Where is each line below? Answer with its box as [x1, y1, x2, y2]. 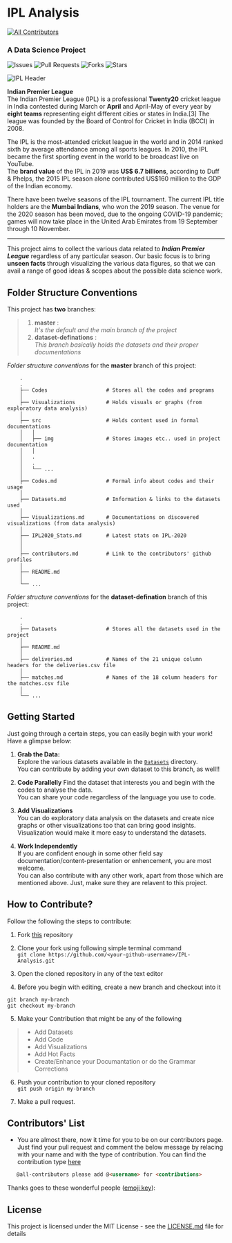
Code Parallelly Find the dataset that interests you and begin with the [17, 778, 215, 786]
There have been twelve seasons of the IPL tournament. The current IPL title [7, 195, 224, 203]
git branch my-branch [7, 996, 70, 1003]
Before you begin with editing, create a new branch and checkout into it [17, 983, 221, 991]
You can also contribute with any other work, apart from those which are [17, 871, 224, 880]
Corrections [34, 1064, 68, 1073]
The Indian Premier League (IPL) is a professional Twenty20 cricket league [7, 95, 221, 103]
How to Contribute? [7, 898, 93, 911]
